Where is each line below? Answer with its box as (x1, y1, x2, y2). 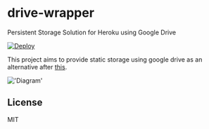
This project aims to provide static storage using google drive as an (7, 55, 203, 64)
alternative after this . (7, 62, 68, 71)
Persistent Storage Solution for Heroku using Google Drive (7, 28, 177, 36)
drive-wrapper (7, 5, 95, 21)
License (7, 97, 43, 109)
